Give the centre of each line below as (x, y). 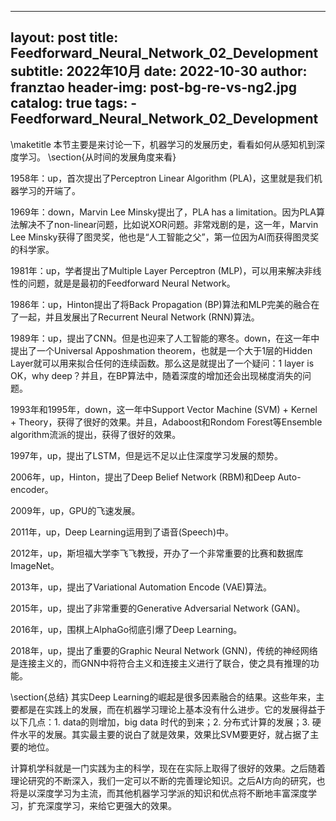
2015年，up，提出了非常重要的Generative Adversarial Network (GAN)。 (158, 608)
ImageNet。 (35, 565)
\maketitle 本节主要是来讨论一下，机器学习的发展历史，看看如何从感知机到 (163, 144)
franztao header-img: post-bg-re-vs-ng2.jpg (153, 87)
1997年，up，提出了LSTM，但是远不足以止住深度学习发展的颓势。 (147, 455)
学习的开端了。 (49, 190)
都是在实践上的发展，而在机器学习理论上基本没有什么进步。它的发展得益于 (172, 709)
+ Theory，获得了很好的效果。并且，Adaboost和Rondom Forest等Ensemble (166, 422)
